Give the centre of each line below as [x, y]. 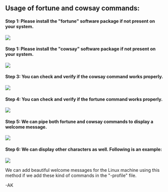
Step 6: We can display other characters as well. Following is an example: [84, 149]
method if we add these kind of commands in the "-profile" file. [71, 175]
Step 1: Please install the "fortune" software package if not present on [80, 21]
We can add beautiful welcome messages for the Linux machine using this [82, 170]
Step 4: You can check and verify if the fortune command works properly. [84, 99]
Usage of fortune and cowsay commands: [72, 8]
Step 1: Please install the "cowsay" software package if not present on [80, 49]
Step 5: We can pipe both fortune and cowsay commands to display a [79, 121]
